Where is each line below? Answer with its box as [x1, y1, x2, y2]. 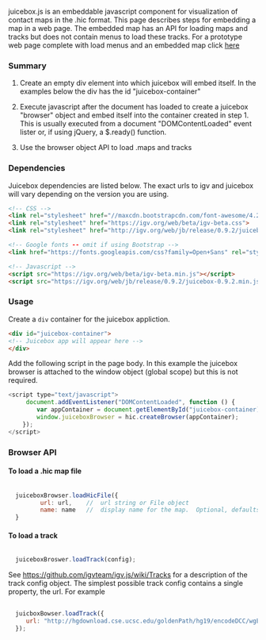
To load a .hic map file [8, 466, 82, 476]
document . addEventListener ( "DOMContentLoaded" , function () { [25, 399, 236, 407]
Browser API [8, 446, 57, 457]
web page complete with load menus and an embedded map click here [8, 40, 240, 50]
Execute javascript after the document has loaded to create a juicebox [19, 102, 249, 112]
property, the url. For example [8, 587, 105, 596]
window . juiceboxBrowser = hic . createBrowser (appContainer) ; [36, 413, 239, 422]
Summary [8, 60, 47, 71]
